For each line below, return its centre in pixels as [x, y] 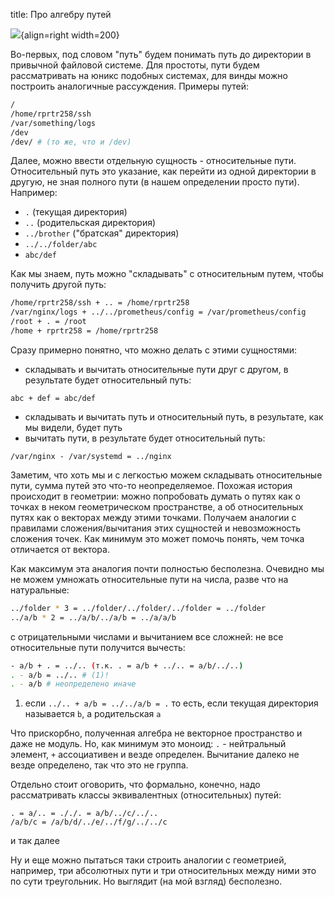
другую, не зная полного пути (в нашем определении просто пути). [155, 182]
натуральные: [40, 590]
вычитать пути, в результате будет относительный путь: [145, 438]
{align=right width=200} [70, 35]
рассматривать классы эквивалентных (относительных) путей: [146, 795]
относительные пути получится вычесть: [98, 647]
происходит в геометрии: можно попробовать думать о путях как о [155, 496]
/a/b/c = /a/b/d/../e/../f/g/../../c [89, 822]
